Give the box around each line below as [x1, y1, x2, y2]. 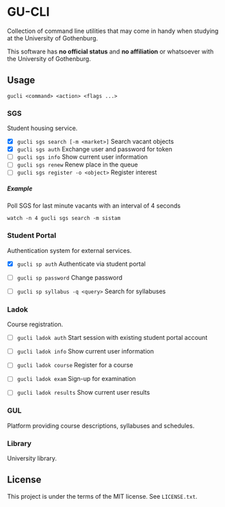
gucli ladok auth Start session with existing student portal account [16, 334, 208, 342]
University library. [7, 454, 57, 462]
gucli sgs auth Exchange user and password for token [16, 145, 172, 153]
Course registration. [7, 320, 64, 329]
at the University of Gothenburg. [7, 34, 98, 42]
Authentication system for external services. [7, 246, 132, 254]
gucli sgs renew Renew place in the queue [16, 160, 138, 169]
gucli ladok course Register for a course [16, 361, 133, 369]
